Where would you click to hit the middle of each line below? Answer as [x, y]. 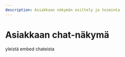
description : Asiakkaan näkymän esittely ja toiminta [63, 10]
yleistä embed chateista [30, 49]
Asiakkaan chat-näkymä [57, 35]
